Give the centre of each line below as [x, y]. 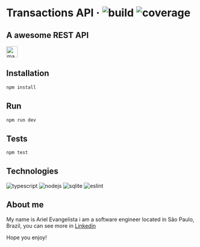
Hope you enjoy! [27, 237]
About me [25, 205]
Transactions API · [53, 13]
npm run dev [21, 120]
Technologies [33, 171]
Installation [28, 73]
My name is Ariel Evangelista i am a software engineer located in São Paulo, [100, 219]
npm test [17, 153]
